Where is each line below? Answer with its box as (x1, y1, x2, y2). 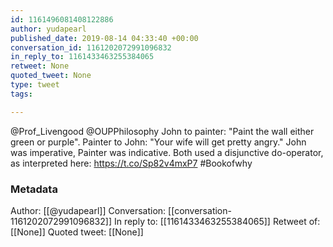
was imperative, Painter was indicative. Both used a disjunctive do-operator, (10, 146, 324, 158)
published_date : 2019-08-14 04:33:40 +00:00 (10, 33, 199, 43)
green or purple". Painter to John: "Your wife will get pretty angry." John (10, 136, 307, 148)
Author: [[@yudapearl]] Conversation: (10, 204, 167, 216)
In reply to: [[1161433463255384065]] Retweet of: (113, 215, 321, 227)
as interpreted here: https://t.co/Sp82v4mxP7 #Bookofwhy (10, 157, 253, 169)
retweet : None (10, 61, 70, 71)
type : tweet (10, 80, 60, 90)
